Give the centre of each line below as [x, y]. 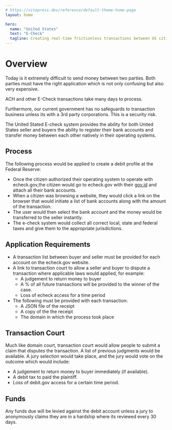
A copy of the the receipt [47, 311]
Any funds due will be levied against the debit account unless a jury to [79, 411]
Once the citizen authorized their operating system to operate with [83, 179]
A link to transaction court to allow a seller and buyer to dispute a [81, 268]
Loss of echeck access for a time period [63, 295]
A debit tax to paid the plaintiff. [45, 377]
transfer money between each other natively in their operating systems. [81, 135]
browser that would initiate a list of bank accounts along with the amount [89, 201]
